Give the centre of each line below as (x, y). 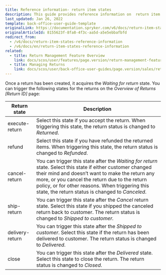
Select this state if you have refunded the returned (95, 141)
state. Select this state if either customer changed (94, 167)
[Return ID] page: (23, 94)
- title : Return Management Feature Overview (57, 55)
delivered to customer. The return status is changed (96, 239)
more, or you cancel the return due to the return (92, 179)
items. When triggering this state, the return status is (97, 147)
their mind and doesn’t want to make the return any (95, 173)
